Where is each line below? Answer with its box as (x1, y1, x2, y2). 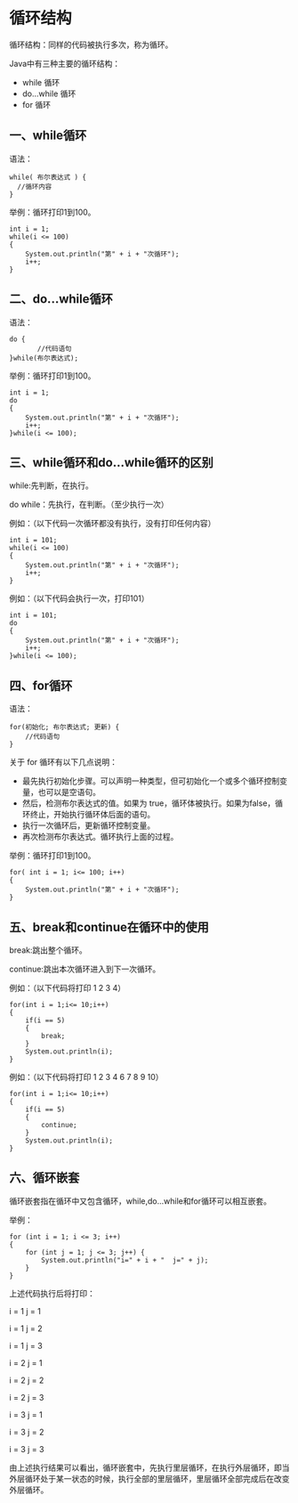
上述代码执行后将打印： (9, 1288, 95, 1298)
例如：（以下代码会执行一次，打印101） (9, 593, 149, 604)
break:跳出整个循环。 (9, 945, 87, 955)
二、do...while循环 (9, 291, 113, 307)
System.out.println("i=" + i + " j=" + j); (41, 1255, 209, 1264)
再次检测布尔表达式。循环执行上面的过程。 (21, 832, 179, 842)
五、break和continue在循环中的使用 (9, 919, 209, 935)
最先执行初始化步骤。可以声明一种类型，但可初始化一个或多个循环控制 (21, 776, 280, 786)
